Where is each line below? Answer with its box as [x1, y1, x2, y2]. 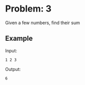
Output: [5, 66, 21, 72]
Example [5, 34, 33, 43]
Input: [5, 47, 17, 53]
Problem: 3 [5, 3, 51, 15]
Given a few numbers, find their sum [5, 20, 80, 26]
